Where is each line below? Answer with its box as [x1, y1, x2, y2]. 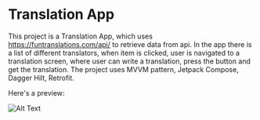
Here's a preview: [8, 88, 65, 97]
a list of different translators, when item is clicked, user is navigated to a [8, 48, 240, 57]
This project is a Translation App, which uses [8, 31, 153, 41]
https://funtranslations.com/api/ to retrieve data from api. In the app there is [8, 39, 252, 49]
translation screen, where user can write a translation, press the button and [8, 56, 251, 66]
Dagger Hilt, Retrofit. [8, 73, 74, 82]
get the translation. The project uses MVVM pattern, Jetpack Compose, [8, 64, 239, 74]
